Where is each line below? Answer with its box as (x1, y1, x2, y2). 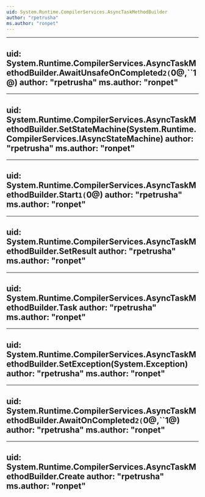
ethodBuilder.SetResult (6, 246, 97, 257)
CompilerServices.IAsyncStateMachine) (6, 134, 164, 144)
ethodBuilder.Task (6, 302, 77, 313)
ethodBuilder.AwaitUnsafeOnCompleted (6, 68, 163, 78)
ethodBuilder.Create (6, 471, 85, 482)
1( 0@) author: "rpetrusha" (78, 190, 183, 200)
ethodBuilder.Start (6, 190, 79, 200)
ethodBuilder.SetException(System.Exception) (6, 359, 188, 369)
